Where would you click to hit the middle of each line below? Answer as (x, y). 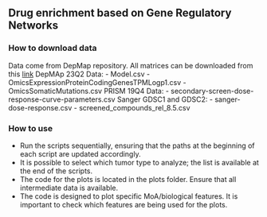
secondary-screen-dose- (212, 91)
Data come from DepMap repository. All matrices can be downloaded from (131, 65)
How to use (31, 128)
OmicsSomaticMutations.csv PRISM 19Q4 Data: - (89, 91)
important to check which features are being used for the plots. (124, 204)
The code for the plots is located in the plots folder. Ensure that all (128, 179)
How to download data (53, 48)
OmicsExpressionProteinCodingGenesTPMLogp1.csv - (97, 82)
